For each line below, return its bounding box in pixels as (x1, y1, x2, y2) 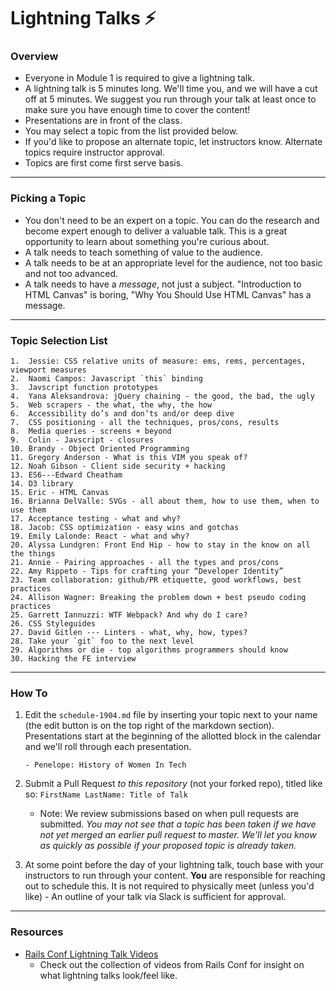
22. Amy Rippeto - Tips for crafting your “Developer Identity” (10, 566, 284, 577)
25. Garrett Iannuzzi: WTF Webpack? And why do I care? (10, 610, 248, 620)
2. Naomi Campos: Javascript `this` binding (10, 374, 203, 384)
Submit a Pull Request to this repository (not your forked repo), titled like (24, 778, 323, 790)
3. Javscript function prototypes (10, 383, 159, 393)
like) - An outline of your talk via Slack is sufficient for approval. (24, 891, 287, 903)
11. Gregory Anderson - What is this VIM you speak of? (10, 453, 248, 463)
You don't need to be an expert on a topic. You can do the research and (24, 214, 320, 226)
